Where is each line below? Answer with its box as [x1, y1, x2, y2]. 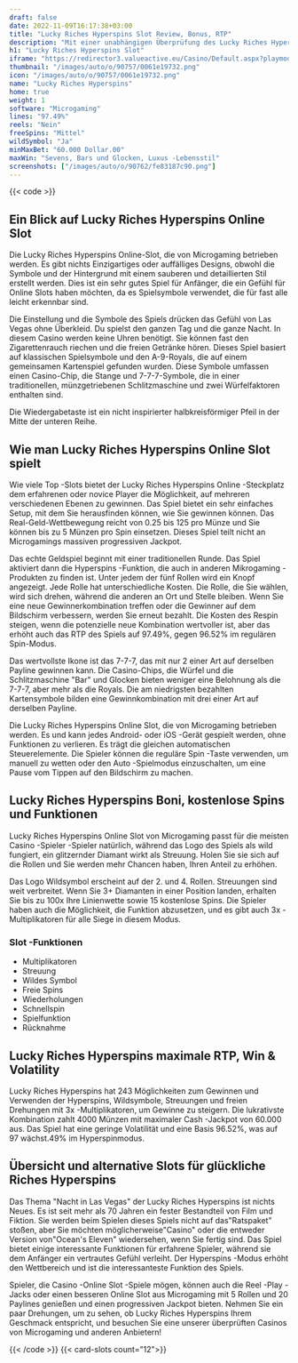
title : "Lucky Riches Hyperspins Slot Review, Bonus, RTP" [9, 29, 232, 38]
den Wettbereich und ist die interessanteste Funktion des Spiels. [9, 1262, 244, 1272]
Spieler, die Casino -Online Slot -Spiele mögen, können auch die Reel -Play [9, 1279, 283, 1290]
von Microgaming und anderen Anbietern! [9, 1327, 162, 1337]
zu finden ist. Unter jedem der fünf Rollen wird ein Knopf [48, 573, 255, 582]
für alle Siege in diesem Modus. [65, 913, 182, 925]
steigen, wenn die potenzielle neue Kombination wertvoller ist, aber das [9, 620, 271, 629]
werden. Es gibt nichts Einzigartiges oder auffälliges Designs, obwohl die [9, 259, 275, 269]
